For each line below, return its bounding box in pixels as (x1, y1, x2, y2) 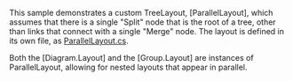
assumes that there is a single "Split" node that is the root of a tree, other (9, 17, 277, 27)
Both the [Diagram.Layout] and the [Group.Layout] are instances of (9, 53, 255, 63)
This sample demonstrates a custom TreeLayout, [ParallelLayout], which (9, 8, 273, 18)
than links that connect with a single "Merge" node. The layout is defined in (9, 26, 285, 36)
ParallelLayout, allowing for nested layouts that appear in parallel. (9, 62, 248, 72)
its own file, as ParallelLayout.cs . (9, 35, 129, 46)
